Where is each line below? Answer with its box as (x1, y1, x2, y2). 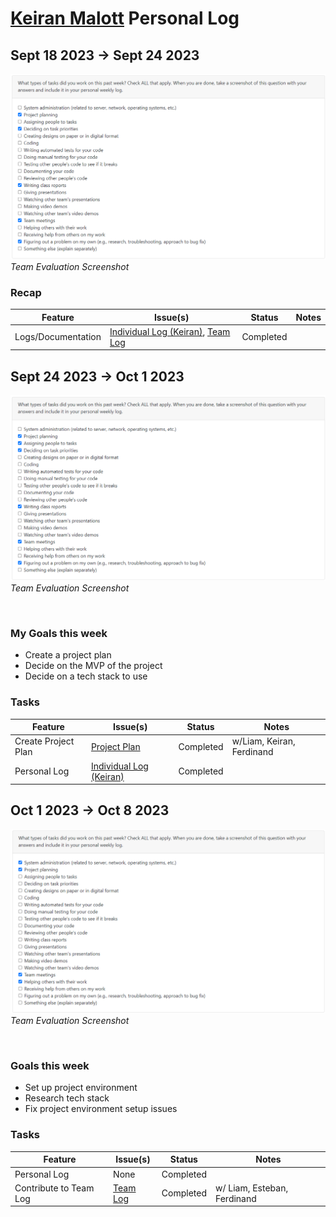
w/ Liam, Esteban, (214, 1182, 289, 1194)
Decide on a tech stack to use (24, 670, 148, 682)
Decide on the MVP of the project (24, 660, 163, 672)
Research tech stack (24, 1092, 110, 1104)
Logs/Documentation (14, 331, 102, 343)
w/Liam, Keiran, (231, 735, 296, 747)
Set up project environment (24, 1082, 138, 1094)
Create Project (14, 735, 75, 747)
